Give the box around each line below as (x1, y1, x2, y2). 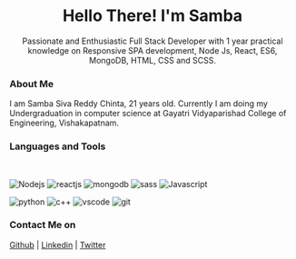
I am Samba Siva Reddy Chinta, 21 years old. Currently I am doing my (9, 98, 268, 109)
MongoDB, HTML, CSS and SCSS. (89, 55, 216, 65)
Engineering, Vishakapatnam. (9, 117, 120, 128)
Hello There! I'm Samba (62, 5, 243, 26)
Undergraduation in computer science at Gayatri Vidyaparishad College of (9, 108, 287, 119)
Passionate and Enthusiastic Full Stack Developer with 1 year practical (22, 35, 283, 46)
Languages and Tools (9, 140, 106, 153)
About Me (9, 77, 54, 90)
